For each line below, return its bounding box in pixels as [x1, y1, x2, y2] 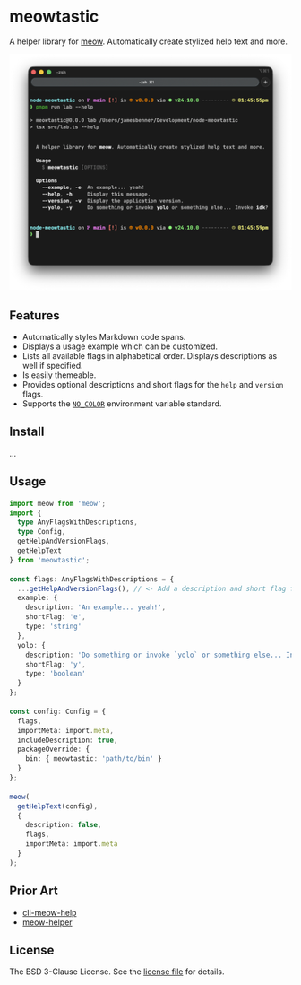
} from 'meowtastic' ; [9, 555, 90, 564]
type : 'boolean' [25, 669, 87, 678]
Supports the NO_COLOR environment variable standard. [21, 398, 222, 409]
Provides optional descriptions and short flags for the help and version [21, 379, 284, 390]
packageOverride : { [17, 745, 90, 754]
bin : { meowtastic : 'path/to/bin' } [25, 754, 163, 763]
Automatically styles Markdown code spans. [21, 332, 186, 343]
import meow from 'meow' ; [9, 499, 106, 508]
